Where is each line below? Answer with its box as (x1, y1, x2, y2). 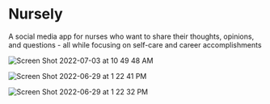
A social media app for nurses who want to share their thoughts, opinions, (8, 31, 255, 41)
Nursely (8, 5, 63, 23)
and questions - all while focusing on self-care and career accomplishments (8, 40, 262, 49)
